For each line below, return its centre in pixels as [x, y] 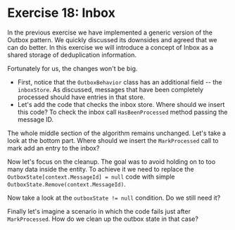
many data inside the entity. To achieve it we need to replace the [101, 169]
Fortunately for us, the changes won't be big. [72, 68]
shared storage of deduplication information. [72, 55]
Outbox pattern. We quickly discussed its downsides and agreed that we [112, 39]
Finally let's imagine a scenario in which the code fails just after [99, 211]
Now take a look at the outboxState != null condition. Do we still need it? [114, 198]
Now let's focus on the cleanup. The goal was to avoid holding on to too [112, 161]
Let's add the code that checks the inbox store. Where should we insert [121, 104]
